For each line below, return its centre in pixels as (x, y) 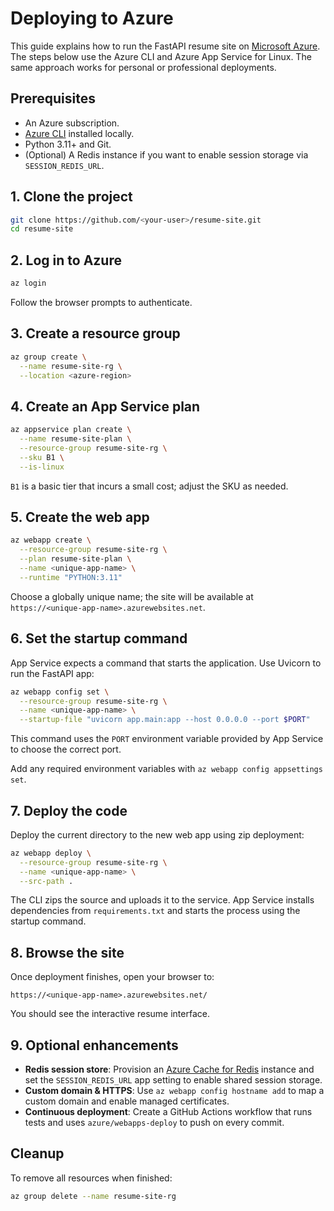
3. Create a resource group (95, 333)
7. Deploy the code (69, 810)
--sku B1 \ (42, 457)
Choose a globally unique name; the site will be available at (132, 596)
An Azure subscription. (72, 123)
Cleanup (37, 1153)
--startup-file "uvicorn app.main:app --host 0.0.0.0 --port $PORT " (165, 720)
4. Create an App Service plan (105, 406)
